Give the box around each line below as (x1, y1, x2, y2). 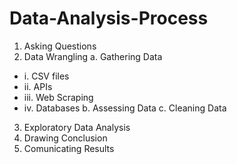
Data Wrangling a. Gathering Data (23, 50, 163, 62)
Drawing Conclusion (23, 132, 108, 144)
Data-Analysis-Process (9, 7, 209, 30)
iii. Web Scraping (23, 91, 94, 103)
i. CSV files (23, 70, 70, 82)
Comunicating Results (23, 142, 115, 154)
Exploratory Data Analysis (23, 121, 131, 133)
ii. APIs (23, 80, 53, 92)
